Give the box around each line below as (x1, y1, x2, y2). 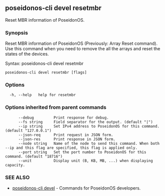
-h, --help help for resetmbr (9, 93, 76, 98)
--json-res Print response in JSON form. (18, 136, 116, 142)
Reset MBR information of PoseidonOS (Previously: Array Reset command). (5, 40, 158, 46)
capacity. (5, 163, 26, 167)
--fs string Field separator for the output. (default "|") (18, 119, 153, 125)
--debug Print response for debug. (18, 115, 109, 120)
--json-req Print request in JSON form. (18, 132, 113, 137)
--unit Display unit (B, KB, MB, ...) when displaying (18, 158, 153, 163)
